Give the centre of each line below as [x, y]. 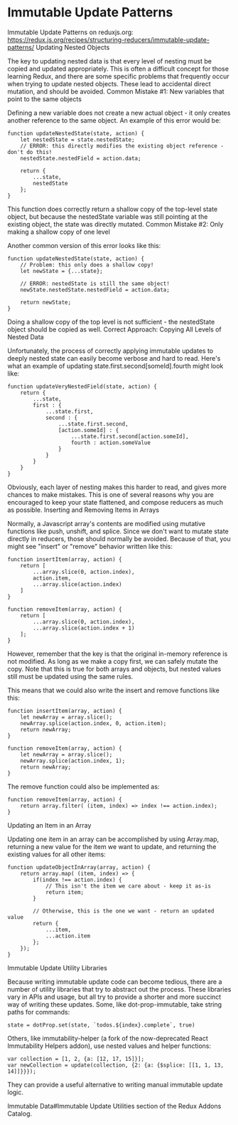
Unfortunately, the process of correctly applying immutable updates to [110, 351]
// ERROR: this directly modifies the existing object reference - [122, 146]
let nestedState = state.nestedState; [77, 140]
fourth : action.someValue [111, 443]
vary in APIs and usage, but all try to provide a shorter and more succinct [114, 997]
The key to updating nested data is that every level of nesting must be [109, 61]
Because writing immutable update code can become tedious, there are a [115, 982]
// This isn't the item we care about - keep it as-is [128, 886]
